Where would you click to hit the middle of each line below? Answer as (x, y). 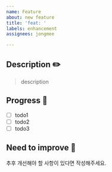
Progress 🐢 (27, 100)
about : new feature (30, 17)
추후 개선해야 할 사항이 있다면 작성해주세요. (56, 163)
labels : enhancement (32, 28)
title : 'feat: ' (26, 23)
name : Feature (24, 12)
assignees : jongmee (30, 34)
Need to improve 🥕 (41, 148)
